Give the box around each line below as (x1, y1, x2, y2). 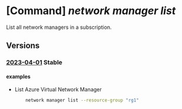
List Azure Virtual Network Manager (14, 86, 102, 93)
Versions (6, 41, 40, 51)
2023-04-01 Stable (6, 58, 63, 67)
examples (6, 72, 31, 80)
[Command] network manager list (6, 4, 176, 18)
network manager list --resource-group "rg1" (25, 97, 140, 104)
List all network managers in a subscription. (6, 24, 112, 31)
